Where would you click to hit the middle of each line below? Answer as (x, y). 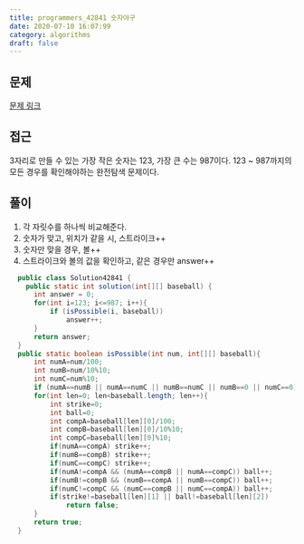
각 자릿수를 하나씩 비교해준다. (75, 227)
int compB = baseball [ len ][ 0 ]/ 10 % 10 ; (116, 430)
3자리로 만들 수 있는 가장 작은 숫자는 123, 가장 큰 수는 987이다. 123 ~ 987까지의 (151, 160)
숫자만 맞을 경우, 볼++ (62, 249)
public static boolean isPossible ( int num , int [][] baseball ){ (139, 354)
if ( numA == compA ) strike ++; (100, 447)
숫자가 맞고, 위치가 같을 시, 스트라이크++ (94, 238)
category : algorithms (50, 34)
